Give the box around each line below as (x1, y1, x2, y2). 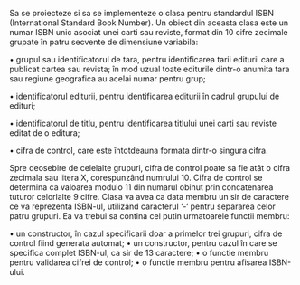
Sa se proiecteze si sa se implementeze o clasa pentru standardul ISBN (9, 8, 274, 18)
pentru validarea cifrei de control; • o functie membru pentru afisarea (9, 257, 267, 268)
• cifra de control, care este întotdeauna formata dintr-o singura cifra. (9, 145, 268, 156)
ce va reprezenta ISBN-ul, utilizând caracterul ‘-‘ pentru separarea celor (9, 201, 276, 212)
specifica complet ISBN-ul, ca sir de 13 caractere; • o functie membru (9, 248, 269, 258)
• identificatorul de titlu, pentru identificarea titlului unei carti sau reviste (9, 118, 277, 128)
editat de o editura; (9, 128, 80, 138)
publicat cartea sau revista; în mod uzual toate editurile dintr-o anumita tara (9, 63, 290, 74)
